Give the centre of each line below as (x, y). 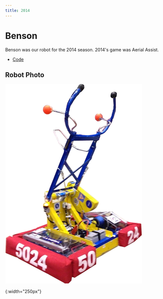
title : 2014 (17, 10)
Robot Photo (25, 75)
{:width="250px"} (23, 292)
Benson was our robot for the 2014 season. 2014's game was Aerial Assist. (82, 49)
